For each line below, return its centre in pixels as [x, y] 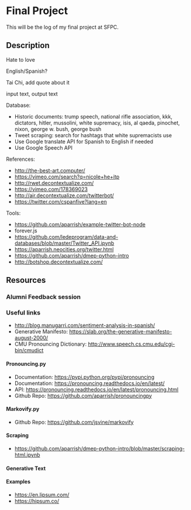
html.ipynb [27, 455]
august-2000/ [31, 338]
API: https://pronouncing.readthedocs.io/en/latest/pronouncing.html [96, 389]
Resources [26, 280]
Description [28, 45]
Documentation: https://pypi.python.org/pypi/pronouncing [84, 377]
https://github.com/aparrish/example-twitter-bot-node [80, 224]
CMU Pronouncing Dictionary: [51, 344]
